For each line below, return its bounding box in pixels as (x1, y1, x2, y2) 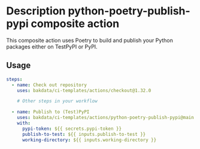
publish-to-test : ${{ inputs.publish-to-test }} (22, 131, 146, 137)
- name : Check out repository (11, 82, 87, 88)
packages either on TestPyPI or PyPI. (6, 43, 98, 50)
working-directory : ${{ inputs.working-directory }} (22, 136, 157, 143)
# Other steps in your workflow (17, 98, 98, 104)
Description (6, 4, 66, 18)
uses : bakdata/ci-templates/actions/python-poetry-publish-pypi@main (17, 115, 195, 121)
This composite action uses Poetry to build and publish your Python (6, 37, 174, 44)
